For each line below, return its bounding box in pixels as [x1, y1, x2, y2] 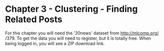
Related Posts [5, 14, 63, 25]
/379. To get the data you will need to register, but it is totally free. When [5, 35, 151, 41]
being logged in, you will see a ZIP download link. [5, 40, 105, 46]
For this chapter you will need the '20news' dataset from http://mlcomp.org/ [5, 30, 159, 36]
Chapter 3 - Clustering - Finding [5, 3, 138, 15]
